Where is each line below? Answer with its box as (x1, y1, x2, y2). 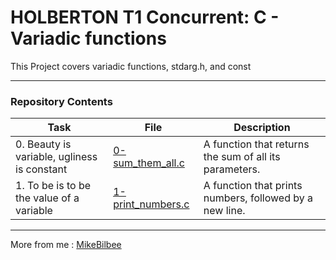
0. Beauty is (15, 137, 72, 151)
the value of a (15, 191, 80, 205)
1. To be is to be (15, 179, 92, 193)
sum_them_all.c (113, 156, 185, 170)
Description (233, 121, 291, 135)
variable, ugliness (15, 150, 98, 164)
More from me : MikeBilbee (10, 239, 122, 251)
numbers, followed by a (203, 191, 314, 205)
